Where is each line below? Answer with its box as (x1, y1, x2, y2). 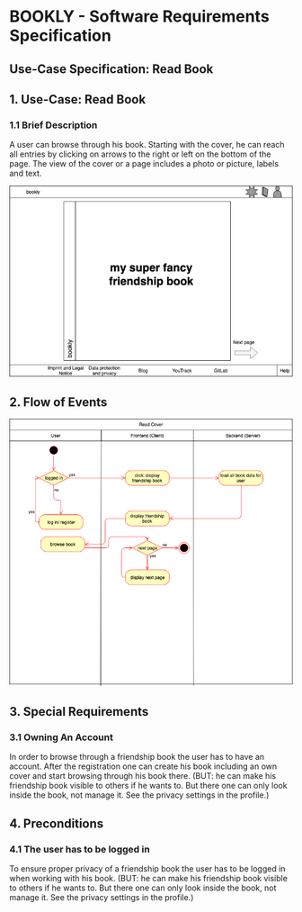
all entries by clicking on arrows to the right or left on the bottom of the (9, 149, 271, 159)
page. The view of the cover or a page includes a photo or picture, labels (9, 158, 280, 169)
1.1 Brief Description (9, 119, 98, 131)
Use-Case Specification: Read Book (9, 61, 214, 77)
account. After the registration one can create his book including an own (9, 761, 278, 772)
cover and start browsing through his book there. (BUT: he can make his (9, 771, 277, 781)
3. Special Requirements (9, 704, 149, 719)
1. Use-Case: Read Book (9, 92, 147, 107)
